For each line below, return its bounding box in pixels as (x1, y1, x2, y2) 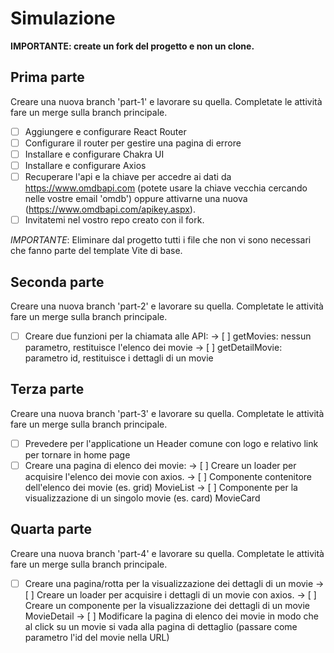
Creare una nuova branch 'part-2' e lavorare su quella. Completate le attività (10, 300, 324, 312)
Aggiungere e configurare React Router (24, 125, 187, 137)
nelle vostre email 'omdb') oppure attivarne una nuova (24, 193, 248, 205)
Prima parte (10, 69, 85, 86)
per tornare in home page (24, 448, 131, 461)
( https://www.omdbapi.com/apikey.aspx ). (24, 203, 196, 216)
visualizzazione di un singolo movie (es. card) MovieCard (24, 492, 261, 504)
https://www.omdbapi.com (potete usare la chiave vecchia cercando (24, 182, 308, 194)
